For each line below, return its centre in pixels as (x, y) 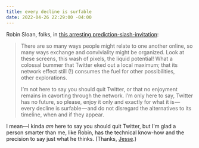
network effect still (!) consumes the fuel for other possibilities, (98, 71)
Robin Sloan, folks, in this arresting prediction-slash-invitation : (83, 34)
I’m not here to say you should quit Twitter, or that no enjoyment (99, 89)
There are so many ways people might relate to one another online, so (107, 46)
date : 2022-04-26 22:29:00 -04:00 (49, 17)
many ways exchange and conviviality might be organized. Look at (102, 52)
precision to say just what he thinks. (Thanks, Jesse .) (71, 138)
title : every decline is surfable (49, 12)
